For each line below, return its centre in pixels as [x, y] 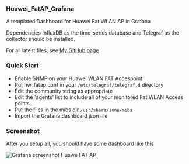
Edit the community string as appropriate [64, 91]
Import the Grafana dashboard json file [61, 115]
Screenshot [23, 131]
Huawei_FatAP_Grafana [40, 9]
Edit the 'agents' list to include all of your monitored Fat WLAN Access [99, 97]
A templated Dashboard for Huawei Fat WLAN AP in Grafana [78, 22]
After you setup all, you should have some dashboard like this [80, 143]
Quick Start [22, 66]
